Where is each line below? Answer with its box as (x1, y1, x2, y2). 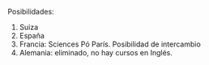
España (19, 31, 45, 40)
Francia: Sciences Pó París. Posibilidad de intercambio (19, 39, 202, 49)
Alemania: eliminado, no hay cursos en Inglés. (19, 48, 173, 57)
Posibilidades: (7, 7, 54, 16)
